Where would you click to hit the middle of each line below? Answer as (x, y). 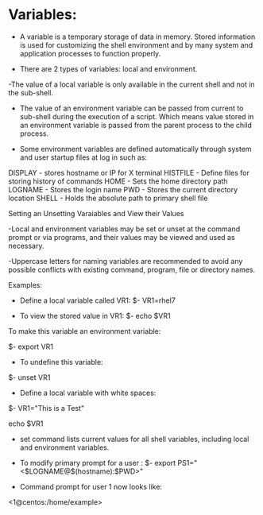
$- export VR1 (31, 347)
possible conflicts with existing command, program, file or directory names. (132, 269)
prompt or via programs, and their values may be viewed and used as (122, 237)
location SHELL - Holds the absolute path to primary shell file (108, 198)
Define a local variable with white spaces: (88, 393)
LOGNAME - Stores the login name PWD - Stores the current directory (123, 189)
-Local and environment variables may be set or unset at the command (124, 229)
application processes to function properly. (90, 53)
